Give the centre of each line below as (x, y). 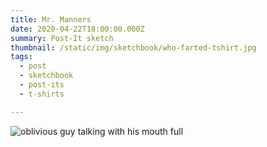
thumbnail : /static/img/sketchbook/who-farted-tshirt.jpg (133, 47)
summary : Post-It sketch (62, 38)
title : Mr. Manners (51, 19)
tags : (21, 57)
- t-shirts (42, 94)
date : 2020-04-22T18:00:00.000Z (77, 29)
